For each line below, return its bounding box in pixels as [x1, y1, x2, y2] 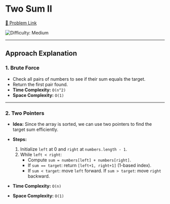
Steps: [12, 136, 27, 142]
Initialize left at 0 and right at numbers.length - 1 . [20, 146, 127, 152]
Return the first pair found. [12, 81, 68, 87]
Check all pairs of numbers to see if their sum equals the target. [12, 76, 146, 82]
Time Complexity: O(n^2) [12, 87, 66, 93]
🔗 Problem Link [5, 20, 37, 26]
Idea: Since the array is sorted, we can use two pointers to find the [12, 121, 152, 127]
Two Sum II [5, 3, 52, 15]
